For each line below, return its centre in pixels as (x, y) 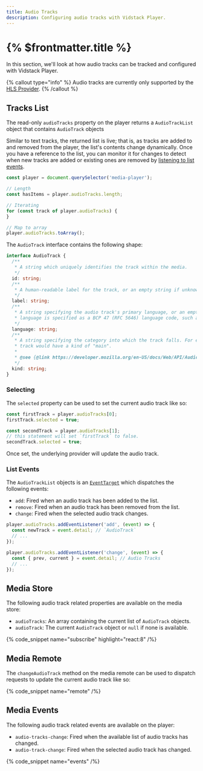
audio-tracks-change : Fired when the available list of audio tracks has (101, 736)
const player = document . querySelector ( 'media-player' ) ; (79, 178)
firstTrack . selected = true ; (43, 420)
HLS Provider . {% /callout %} (42, 89)
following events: (27, 489)
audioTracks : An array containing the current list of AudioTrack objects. (103, 621)
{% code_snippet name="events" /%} (53, 761)
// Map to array (27, 227)
